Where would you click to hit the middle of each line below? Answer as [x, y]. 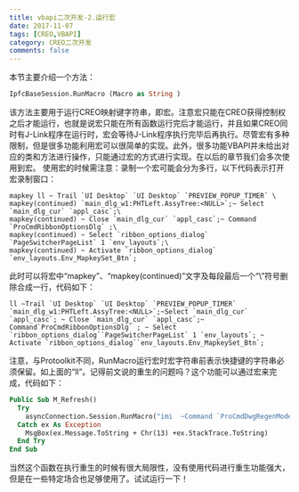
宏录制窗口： [32, 179]
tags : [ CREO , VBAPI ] [45, 34]
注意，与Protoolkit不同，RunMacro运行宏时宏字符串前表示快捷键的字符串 [143, 361]
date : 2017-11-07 [41, 26]
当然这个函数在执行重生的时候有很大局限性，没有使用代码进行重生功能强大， [149, 468]
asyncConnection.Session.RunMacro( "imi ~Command [119, 416]
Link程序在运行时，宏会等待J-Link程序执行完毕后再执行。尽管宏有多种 [161, 134]
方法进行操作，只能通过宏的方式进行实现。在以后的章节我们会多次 [161, 156]
